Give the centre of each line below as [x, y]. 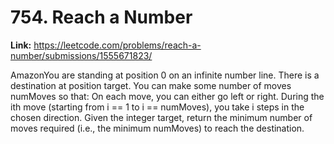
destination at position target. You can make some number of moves [151, 85]
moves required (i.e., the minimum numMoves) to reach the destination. [157, 128]
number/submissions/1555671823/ [81, 55]
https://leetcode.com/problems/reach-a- [117, 45]
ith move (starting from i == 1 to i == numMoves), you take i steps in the [157, 107]
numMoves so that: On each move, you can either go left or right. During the [167, 96]
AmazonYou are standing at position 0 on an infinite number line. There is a [165, 75]
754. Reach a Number [101, 17]
